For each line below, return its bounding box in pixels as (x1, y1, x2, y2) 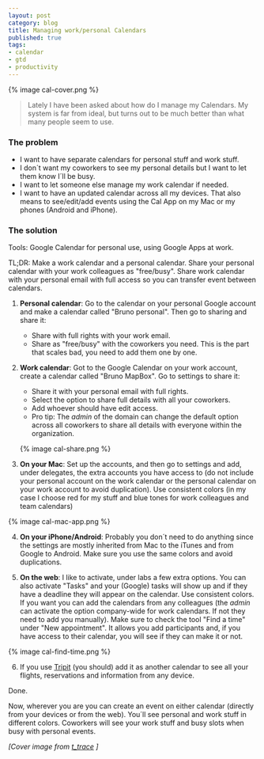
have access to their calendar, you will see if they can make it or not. (19, 632, 243, 641)
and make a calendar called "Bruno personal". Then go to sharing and (19, 307, 247, 317)
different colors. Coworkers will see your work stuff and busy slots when (8, 718, 245, 728)
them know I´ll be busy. (19, 172, 96, 181)
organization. (31, 429, 75, 438)
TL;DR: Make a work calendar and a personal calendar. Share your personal (8, 258, 255, 268)
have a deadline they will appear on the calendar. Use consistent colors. (19, 590, 255, 599)
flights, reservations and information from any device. (19, 670, 195, 681)
